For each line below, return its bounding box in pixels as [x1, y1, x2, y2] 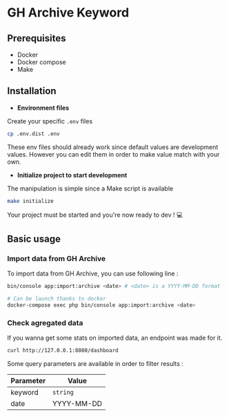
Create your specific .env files [7, 117, 93, 125]
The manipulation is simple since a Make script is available [7, 184, 174, 193]
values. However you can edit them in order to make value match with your [7, 150, 220, 158]
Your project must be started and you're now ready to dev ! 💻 [7, 211, 183, 219]
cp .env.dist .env [7, 130, 60, 137]
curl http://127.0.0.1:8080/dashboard [7, 347, 119, 354]
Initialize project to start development [17, 171, 128, 179]
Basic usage [7, 233, 61, 244]
